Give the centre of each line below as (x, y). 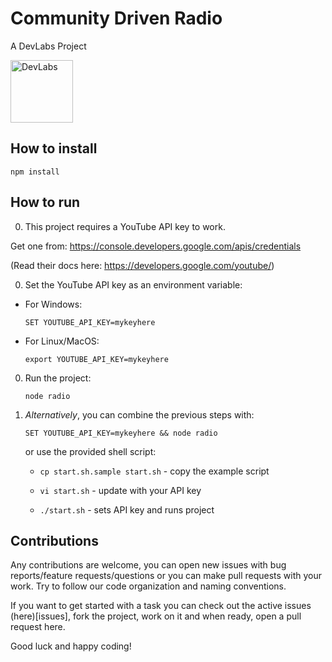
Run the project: (58, 378)
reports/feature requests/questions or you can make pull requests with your (166, 576)
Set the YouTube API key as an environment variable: (133, 284)
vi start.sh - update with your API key (120, 490)
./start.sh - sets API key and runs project (127, 509)
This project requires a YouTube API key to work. (125, 226)
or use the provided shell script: (90, 451)
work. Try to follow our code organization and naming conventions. (148, 586)
